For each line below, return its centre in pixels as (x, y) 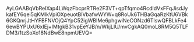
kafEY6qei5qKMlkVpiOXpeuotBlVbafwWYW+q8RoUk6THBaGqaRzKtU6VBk (97, 14)
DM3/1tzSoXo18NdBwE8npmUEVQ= (49, 33)
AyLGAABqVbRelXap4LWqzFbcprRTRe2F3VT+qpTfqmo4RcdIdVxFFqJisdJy (97, 8)
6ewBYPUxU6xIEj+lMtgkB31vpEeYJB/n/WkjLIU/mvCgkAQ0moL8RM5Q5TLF (97, 26)
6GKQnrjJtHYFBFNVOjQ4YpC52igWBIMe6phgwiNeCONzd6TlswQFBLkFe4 (96, 20)
